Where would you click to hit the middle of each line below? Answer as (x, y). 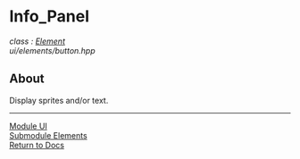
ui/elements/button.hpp (52, 50)
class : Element (37, 41)
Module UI (28, 126)
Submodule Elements (48, 135)
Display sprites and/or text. (59, 100)
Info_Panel (50, 17)
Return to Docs (37, 145)
